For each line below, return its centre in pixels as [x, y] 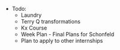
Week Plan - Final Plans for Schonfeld [67, 34]
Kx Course [34, 28]
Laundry [31, 15]
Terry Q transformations [51, 21]
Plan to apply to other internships [62, 41]
